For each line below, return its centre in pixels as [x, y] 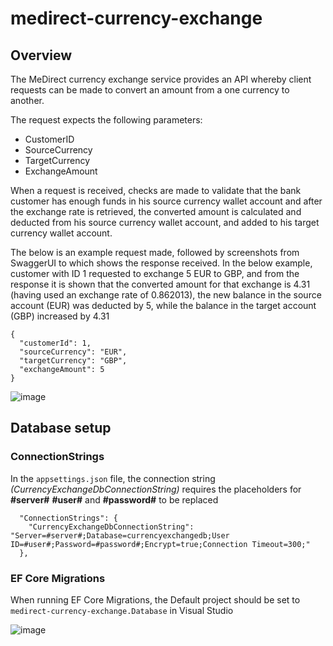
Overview [41, 55]
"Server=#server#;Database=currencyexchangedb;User [120, 535]
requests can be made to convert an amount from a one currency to [150, 90]
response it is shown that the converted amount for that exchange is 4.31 [160, 284]
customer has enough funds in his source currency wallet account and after [166, 201]
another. [27, 100]
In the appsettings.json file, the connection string [113, 478]
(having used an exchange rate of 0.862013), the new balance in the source [166, 295]
